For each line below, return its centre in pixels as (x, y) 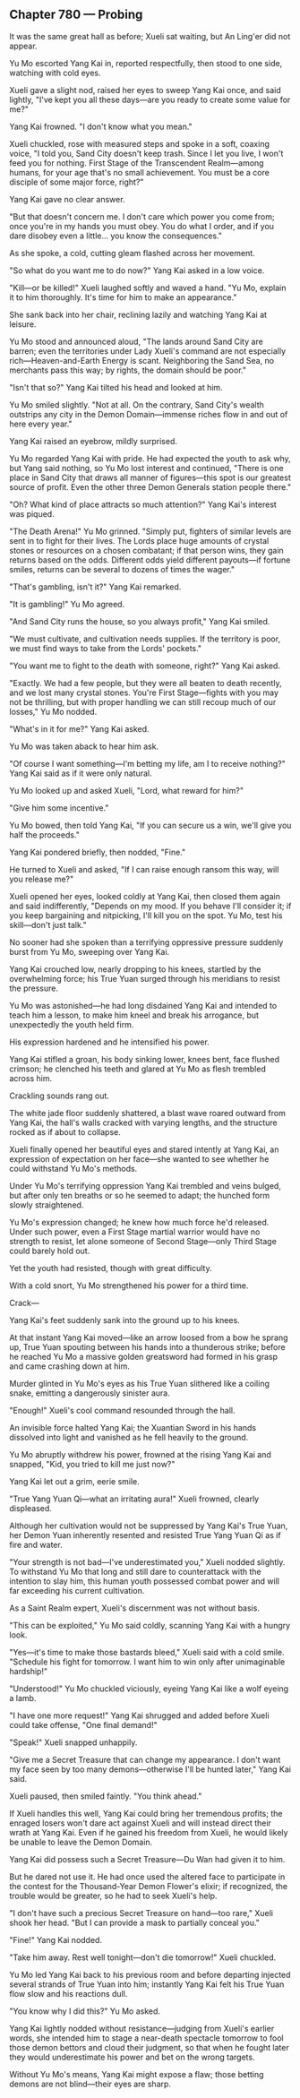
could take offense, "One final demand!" (84, 1724)
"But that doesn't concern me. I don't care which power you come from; (142, 216)
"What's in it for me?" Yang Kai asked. (79, 728)
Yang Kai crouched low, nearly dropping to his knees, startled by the (135, 969)
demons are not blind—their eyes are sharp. (90, 2084)
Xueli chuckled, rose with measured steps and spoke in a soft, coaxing (140, 143)
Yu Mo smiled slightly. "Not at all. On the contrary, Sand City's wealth (137, 404)
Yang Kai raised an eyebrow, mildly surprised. (93, 441)
